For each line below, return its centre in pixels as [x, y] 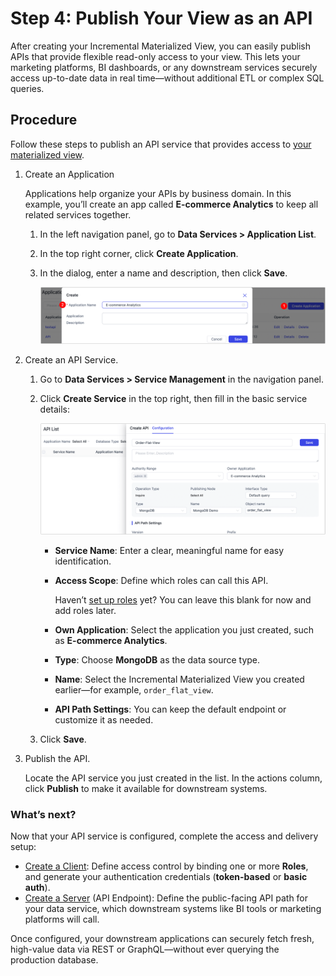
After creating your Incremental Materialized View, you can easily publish [160, 46]
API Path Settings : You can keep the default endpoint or [170, 709]
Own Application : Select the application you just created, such [184, 629]
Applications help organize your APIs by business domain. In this [158, 193]
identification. [83, 561]
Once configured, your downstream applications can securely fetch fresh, [162, 939]
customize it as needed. [104, 719]
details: [55, 409]
